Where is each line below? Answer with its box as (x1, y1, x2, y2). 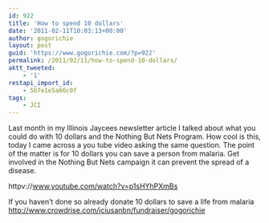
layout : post (8, 42, 52, 50)
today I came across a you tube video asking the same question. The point (8, 140, 255, 150)
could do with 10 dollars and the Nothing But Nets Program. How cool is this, (8, 132, 261, 141)
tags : (8, 94, 26, 102)
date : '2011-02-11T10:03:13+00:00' (8, 26, 128, 34)
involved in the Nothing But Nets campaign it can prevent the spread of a (8, 157, 250, 167)
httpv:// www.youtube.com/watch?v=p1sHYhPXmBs (8, 181, 178, 191)
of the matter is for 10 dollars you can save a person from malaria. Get (8, 149, 239, 159)
